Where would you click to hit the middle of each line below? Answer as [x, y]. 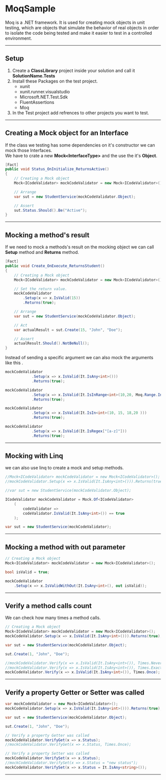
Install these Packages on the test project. [55, 81]
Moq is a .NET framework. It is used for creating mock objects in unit [75, 22]
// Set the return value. [41, 289]
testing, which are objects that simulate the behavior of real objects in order [82, 27]
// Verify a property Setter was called [47, 754]
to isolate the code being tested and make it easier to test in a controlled [79, 33]
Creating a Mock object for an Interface [67, 133]
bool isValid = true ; [27, 572]
